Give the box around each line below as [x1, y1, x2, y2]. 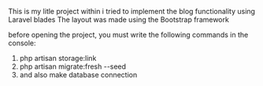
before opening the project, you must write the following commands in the [8, 30, 249, 39]
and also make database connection [19, 70, 138, 79]
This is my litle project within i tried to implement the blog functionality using [8, 7, 256, 16]
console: [8, 38, 37, 48]
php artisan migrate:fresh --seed [19, 62, 127, 71]
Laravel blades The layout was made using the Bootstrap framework [8, 15, 230, 24]
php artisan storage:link [19, 54, 97, 63]
